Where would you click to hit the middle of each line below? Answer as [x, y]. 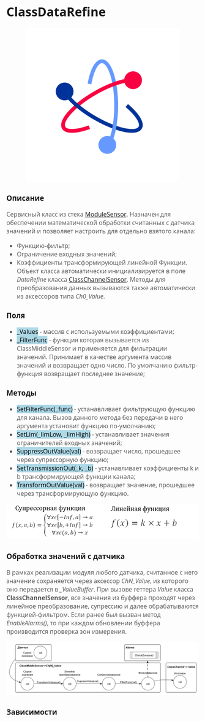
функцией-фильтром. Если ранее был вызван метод [84, 615]
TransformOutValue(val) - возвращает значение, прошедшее [106, 485]
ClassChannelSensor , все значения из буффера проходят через [101, 597]
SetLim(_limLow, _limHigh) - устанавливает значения [93, 434]
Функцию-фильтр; [43, 246]
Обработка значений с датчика [66, 556]
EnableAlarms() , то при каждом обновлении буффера [83, 623]
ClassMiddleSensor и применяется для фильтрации [92, 349]
